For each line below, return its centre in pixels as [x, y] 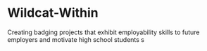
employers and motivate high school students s [76, 39]
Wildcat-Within [53, 13]
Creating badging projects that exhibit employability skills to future [103, 32]
